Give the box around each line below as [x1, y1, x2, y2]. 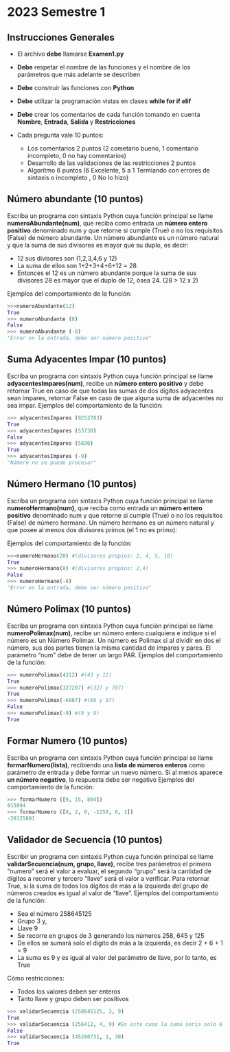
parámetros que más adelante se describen [16, 70, 141, 78]
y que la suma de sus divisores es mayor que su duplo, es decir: [7, 241, 189, 249]
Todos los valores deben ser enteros [16, 987, 121, 996]
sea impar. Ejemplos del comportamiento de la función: [7, 401, 163, 409]
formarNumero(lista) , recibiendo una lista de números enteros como [7, 760, 205, 769]
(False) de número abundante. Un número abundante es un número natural [7, 233, 220, 241]
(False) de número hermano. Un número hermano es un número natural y [7, 518, 214, 527]
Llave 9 [16, 924, 38, 932]
